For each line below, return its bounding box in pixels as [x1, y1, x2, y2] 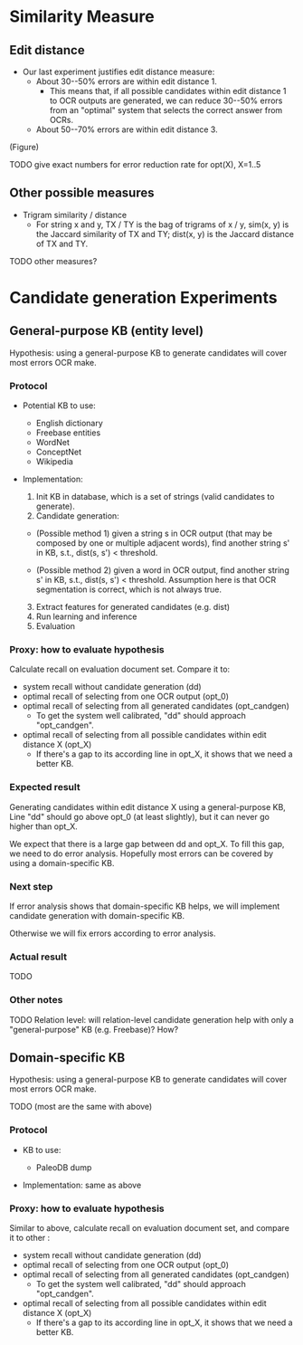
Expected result [9, 781, 80, 794]
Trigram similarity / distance [22, 209, 128, 220]
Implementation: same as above [22, 1179, 142, 1190]
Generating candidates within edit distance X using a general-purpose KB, [9, 801, 287, 812]
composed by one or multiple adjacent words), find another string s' [35, 538, 290, 548]
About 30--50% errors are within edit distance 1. [35, 76, 217, 87]
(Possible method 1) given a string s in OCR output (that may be [35, 528, 273, 539]
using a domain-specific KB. [9, 857, 115, 868]
